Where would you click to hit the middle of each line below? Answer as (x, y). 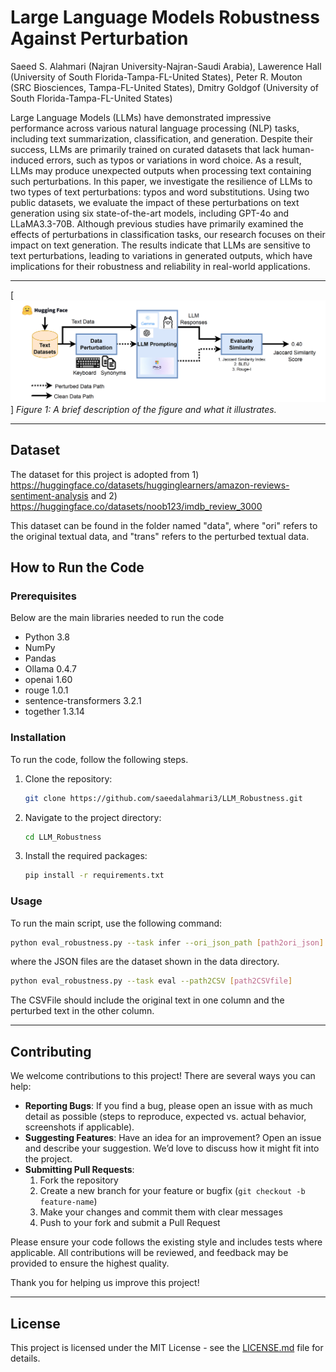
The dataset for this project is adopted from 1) (105, 474)
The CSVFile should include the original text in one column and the (147, 1000)
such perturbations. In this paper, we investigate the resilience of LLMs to (161, 181)
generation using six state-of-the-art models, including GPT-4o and (150, 213)
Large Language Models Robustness (165, 17)
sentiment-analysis (49, 495)
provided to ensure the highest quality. (90, 1263)
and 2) (104, 495)
